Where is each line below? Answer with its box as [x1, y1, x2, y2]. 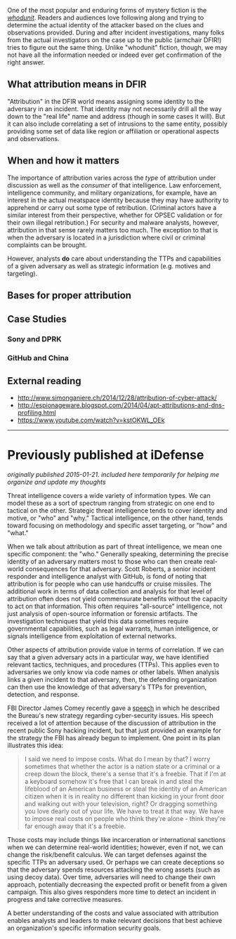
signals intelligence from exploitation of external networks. [7, 632, 177, 640]
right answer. [7, 58, 46, 66]
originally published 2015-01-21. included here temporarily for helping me [7, 471, 220, 478]
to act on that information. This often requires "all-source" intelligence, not [7, 602, 223, 610]
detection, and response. [7, 690, 80, 698]
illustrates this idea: [7, 741, 64, 749]
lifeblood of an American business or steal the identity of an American [24, 784, 227, 793]
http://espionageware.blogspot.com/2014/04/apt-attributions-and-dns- [17, 401, 225, 409]
